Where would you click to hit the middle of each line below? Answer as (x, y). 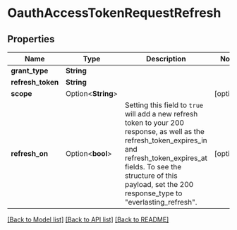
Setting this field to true (164, 105)
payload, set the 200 (159, 184)
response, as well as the (164, 132)
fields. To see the (153, 167)
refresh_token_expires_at (166, 158)
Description (166, 59)
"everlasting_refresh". (161, 202)
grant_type (30, 71)
